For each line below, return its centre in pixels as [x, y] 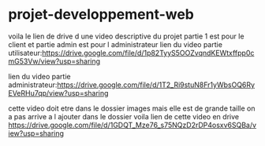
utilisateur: [25, 53]
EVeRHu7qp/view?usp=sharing [58, 93]
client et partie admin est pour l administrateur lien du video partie [116, 44]
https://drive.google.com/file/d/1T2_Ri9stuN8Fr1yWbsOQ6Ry [156, 85]
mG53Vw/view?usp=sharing [54, 61]
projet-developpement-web [101, 15]
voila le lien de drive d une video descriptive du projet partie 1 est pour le [126, 36]
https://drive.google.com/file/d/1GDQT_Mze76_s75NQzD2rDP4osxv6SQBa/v [132, 125]
